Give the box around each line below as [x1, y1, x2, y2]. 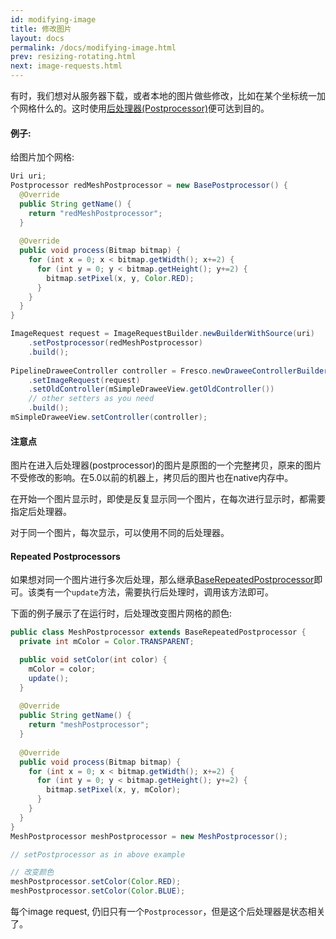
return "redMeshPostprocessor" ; [28, 208, 163, 218]
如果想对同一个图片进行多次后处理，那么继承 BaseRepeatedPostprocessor [10, 574, 315, 586]
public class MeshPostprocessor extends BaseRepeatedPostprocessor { [10, 627, 307, 638]
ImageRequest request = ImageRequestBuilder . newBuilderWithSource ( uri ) [10, 329, 315, 339]
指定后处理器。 [10, 506, 72, 518]
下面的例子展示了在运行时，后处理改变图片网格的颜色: [10, 607, 233, 620]
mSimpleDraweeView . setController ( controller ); [10, 412, 208, 423]
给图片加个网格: [10, 151, 75, 163]
